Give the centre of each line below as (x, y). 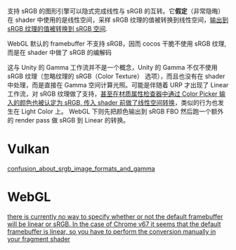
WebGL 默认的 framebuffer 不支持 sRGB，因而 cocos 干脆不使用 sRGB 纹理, (117, 44)
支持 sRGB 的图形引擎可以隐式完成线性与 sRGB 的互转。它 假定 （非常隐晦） (116, 11)
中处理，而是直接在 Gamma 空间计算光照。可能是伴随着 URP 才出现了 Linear (118, 85)
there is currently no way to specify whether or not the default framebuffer (115, 216)
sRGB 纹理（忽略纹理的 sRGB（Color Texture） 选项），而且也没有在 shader (116, 76)
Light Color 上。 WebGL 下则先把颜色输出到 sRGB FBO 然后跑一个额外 (122, 111)
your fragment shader (39, 239)
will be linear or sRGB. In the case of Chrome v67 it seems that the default (114, 224)
